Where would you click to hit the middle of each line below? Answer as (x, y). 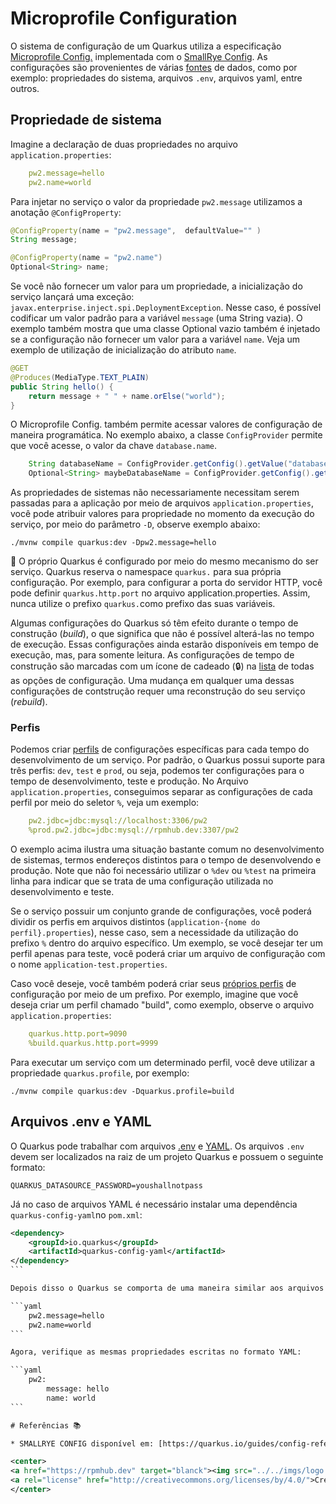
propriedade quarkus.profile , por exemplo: (100, 1073)
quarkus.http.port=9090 (78, 1034)
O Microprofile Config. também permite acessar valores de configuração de (166, 424)
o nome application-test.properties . (89, 964)
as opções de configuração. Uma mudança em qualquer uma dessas (152, 681)
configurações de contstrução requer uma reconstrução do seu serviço (158, 691)
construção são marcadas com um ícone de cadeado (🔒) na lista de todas (162, 666)
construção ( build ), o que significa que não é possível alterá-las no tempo (162, 634)
